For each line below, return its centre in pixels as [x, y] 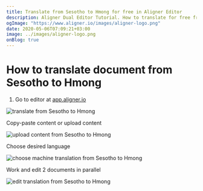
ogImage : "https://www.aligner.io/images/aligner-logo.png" [84, 23]
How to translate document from [89, 70]
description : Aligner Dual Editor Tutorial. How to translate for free [98, 18]
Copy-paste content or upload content [54, 123]
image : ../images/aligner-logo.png [51, 34]
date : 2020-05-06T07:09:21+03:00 [48, 29]
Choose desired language [38, 146]
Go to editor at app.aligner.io [50, 99]
